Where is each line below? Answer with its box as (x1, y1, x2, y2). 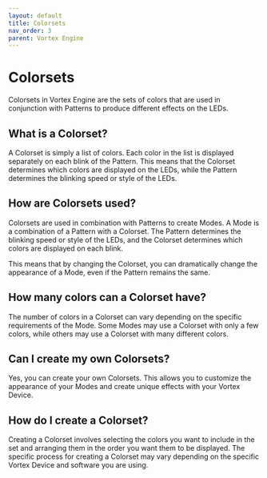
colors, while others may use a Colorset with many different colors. (8, 329, 229, 339)
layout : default (8, 11, 62, 20)
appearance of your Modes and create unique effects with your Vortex (8, 382, 241, 392)
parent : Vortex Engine (8, 34, 84, 42)
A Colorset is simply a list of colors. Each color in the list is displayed (8, 148, 234, 157)
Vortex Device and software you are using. (8, 460, 149, 470)
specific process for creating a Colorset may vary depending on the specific (8, 452, 260, 461)
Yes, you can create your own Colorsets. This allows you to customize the (8, 373, 252, 383)
